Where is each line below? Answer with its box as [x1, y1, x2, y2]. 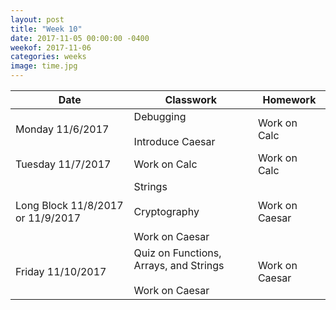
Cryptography [133, 205, 200, 218]
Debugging [133, 110, 187, 123]
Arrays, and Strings [133, 259, 225, 272]
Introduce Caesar [133, 135, 216, 148]
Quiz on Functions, [133, 246, 222, 260]
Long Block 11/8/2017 [15, 199, 124, 212]
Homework [262, 93, 317, 106]
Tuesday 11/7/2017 [15, 157, 112, 171]
